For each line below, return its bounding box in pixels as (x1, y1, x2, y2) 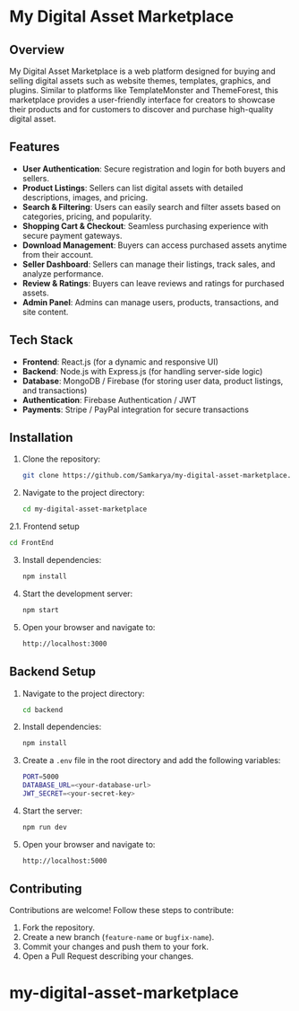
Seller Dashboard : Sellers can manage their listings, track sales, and (21, 259, 276, 269)
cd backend (21, 705, 64, 715)
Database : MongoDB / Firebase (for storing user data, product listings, (21, 375, 284, 386)
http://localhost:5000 (21, 856, 107, 866)
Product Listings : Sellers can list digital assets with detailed (21, 182, 243, 193)
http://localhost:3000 (21, 639, 107, 648)
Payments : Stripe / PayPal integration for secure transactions (21, 404, 249, 415)
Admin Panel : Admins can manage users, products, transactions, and (21, 296, 279, 307)
